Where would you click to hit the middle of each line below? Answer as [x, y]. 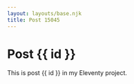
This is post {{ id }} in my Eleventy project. [67, 73]
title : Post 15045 [33, 20]
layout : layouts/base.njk [44, 13]
